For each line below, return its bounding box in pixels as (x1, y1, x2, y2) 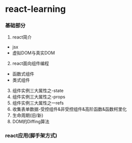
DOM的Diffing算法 (12, 119, 49, 125)
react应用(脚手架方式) (5, 132, 58, 139)
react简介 (12, 34, 32, 40)
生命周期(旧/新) (12, 112, 44, 118)
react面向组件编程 (12, 60, 49, 66)
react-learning (5, 3, 66, 15)
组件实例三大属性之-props (12, 94, 66, 100)
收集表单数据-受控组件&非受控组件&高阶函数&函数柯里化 (12, 106, 127, 112)
